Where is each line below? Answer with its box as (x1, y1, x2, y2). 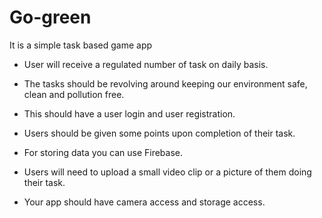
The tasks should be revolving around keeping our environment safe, (23, 77, 308, 90)
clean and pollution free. (23, 88, 125, 100)
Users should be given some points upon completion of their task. (23, 127, 296, 139)
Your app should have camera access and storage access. (23, 196, 266, 208)
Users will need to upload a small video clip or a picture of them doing (23, 166, 312, 178)
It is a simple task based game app (9, 39, 153, 51)
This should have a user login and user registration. (23, 107, 236, 120)
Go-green (9, 6, 92, 29)
